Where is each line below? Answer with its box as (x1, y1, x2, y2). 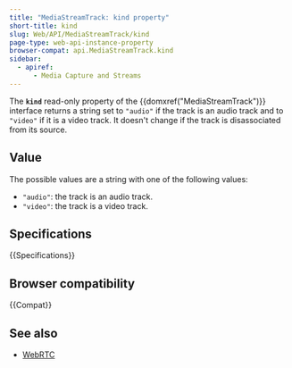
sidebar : (9, 54, 42, 63)
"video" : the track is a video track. (21, 200, 149, 211)
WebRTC (21, 349, 55, 360)
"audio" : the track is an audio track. (21, 191, 154, 202)
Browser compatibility (9, 276, 136, 291)
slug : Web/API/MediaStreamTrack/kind (9, 29, 150, 38)
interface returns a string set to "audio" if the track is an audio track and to (9, 105, 284, 116)
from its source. (9, 124, 68, 135)
